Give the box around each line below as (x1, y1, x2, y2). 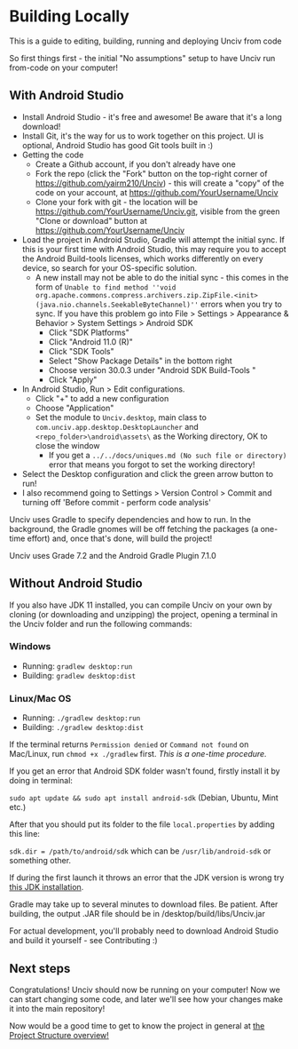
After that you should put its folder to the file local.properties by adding (9, 819, 275, 830)
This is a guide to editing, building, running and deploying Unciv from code (9, 36, 282, 46)
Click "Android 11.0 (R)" (48, 336, 133, 347)
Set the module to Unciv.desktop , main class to (35, 411, 207, 423)
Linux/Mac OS (9, 692, 72, 704)
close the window (35, 440, 100, 450)
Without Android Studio (9, 576, 144, 592)
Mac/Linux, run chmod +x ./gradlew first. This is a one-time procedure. (9, 749, 268, 759)
